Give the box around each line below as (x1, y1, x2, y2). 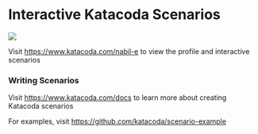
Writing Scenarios (8, 75, 79, 86)
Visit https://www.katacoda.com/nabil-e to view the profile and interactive (8, 46, 250, 56)
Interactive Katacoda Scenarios (8, 6, 221, 24)
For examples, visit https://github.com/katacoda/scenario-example (8, 117, 226, 126)
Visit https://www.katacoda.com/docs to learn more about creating (8, 93, 227, 102)
